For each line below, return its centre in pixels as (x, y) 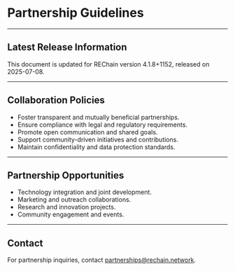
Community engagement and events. (71, 214)
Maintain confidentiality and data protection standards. (96, 147)
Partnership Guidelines (76, 13)
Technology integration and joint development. (85, 192)
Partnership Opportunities (66, 175)
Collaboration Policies (56, 100)
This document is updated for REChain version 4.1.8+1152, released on (108, 64)
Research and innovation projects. (66, 207)
